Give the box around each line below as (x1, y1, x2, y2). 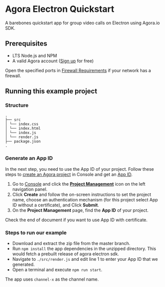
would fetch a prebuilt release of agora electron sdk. (12, 251, 120, 257)
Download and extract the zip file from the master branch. (12, 240, 130, 246)
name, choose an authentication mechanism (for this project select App (12, 196, 158, 202)
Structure (5, 102, 29, 109)
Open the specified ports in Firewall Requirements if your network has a (5, 67, 151, 73)
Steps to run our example (5, 229, 67, 236)
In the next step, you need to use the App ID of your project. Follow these (5, 166, 154, 172)
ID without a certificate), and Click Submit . (12, 202, 99, 208)
